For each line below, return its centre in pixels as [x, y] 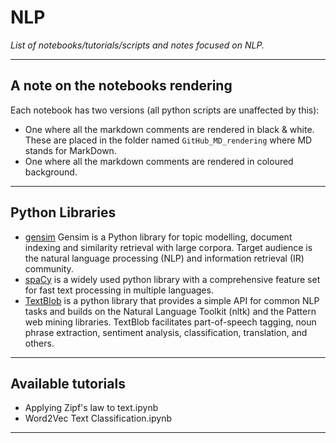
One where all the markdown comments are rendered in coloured [159, 161]
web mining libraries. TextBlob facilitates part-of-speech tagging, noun [170, 322]
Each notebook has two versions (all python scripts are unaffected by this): [165, 110]
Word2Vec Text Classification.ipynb [98, 418]
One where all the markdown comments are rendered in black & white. [169, 129]
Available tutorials [68, 383]
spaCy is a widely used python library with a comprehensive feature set [172, 279]
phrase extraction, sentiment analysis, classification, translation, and [166, 332]
